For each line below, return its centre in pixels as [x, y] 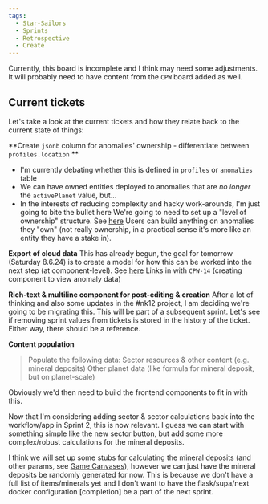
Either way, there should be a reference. [75, 328]
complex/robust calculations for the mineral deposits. [96, 441]
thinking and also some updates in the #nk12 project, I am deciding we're [129, 303]
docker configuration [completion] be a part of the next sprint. [111, 491]
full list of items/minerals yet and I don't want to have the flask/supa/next [129, 483]
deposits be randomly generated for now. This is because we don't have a [131, 474]
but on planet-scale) [61, 376]
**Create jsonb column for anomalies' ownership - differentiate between [129, 145]
